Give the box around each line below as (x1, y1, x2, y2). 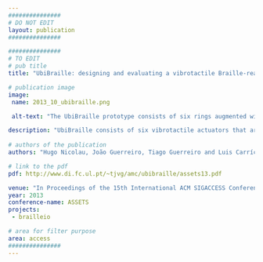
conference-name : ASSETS (8, 198, 89, 206)
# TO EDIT (8, 55, 41, 63)
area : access (8, 235, 51, 242)
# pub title (8, 62, 47, 71)
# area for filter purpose (8, 227, 96, 235)
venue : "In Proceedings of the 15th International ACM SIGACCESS (8, 184, 225, 192)
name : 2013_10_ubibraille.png (11, 98, 110, 106)
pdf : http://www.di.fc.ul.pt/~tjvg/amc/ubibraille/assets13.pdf (8, 169, 222, 177)
